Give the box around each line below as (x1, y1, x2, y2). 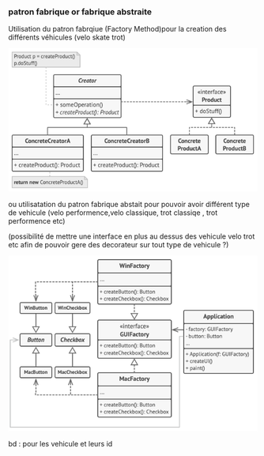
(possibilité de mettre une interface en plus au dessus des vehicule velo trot (8, 232, 255, 241)
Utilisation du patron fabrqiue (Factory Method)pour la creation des (8, 24, 227, 34)
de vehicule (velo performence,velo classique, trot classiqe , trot (8, 208, 218, 217)
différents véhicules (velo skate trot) (8, 32, 126, 42)
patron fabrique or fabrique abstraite (8, 6, 153, 17)
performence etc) (8, 217, 66, 226)
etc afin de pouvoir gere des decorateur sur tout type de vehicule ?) (8, 240, 229, 250)
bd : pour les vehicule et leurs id (8, 439, 113, 448)
